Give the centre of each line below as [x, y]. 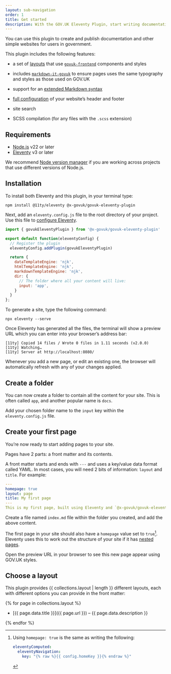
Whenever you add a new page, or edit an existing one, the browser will [80, 362]
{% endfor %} [20, 623]
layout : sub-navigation [31, 10]
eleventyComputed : [32, 647]
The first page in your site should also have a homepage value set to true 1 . [81, 533]
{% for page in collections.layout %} [43, 603]
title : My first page [28, 498]
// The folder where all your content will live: [72, 281]
